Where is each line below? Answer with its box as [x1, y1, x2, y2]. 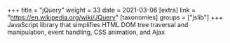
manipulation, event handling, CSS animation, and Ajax [7, 28, 165, 36]
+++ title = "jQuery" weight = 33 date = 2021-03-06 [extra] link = [7, 6, 196, 14]
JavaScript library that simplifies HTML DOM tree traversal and [7, 21, 189, 28]
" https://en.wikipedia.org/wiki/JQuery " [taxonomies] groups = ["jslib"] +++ [7, 13, 223, 21]
